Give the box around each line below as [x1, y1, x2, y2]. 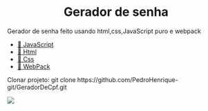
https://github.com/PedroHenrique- [77, 75, 178, 83]
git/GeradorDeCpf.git [7, 83, 67, 91]
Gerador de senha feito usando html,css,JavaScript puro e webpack [7, 27, 202, 35]
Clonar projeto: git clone [7, 75, 76, 83]
